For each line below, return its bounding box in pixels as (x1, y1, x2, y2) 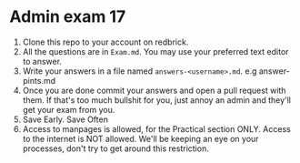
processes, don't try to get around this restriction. (22, 143, 209, 154)
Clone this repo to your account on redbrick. (22, 36, 189, 47)
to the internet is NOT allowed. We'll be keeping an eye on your (22, 133, 259, 144)
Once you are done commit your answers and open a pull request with (22, 85, 286, 96)
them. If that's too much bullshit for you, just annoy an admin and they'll (22, 94, 292, 106)
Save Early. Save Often (22, 114, 109, 125)
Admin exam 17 (9, 6, 126, 27)
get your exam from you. (22, 104, 115, 115)
